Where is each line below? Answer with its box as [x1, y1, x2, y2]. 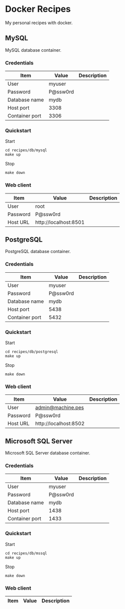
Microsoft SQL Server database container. [5, 450, 91, 456]
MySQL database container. [5, 47, 62, 53]
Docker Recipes [5, 3, 71, 15]
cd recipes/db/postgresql [5, 350, 58, 354]
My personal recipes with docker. [5, 20, 73, 26]
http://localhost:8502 [35, 420, 85, 427]
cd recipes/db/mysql [5, 148, 48, 153]
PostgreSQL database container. [5, 249, 71, 255]
